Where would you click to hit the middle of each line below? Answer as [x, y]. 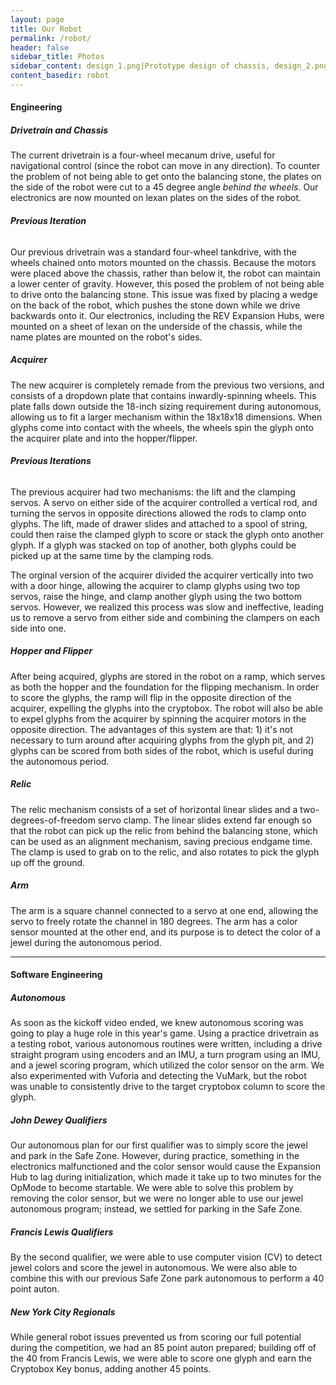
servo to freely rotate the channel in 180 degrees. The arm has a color [154, 921]
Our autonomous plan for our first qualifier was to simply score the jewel [159, 1145]
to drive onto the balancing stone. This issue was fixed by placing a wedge [164, 294]
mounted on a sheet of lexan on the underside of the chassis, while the [156, 326]
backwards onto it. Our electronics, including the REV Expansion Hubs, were [167, 315]
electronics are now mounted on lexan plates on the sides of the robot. [156, 198]
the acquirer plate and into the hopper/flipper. [104, 438]
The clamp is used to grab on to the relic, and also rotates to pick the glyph [165, 852]
